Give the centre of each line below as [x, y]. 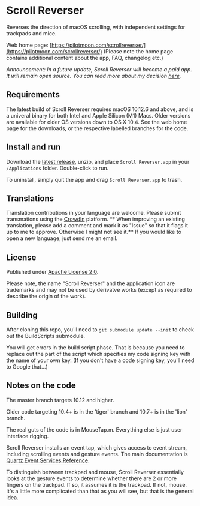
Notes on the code [41, 386]
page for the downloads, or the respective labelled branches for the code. [97, 128]
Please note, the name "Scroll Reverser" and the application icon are [91, 283]
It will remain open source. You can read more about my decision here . [94, 76]
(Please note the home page [139, 51]
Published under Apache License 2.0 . [52, 272]
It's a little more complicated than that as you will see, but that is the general [100, 491]
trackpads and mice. [31, 33]
